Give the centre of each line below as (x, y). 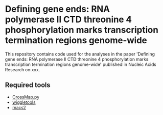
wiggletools (24, 102)
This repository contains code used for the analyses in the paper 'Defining (80, 54)
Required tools (28, 85)
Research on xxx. (23, 69)
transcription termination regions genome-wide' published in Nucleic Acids (81, 64)
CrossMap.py (26, 97)
